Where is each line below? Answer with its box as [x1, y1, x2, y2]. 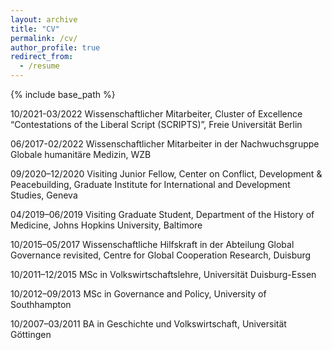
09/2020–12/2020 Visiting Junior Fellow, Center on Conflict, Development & [10, 168, 323, 180]
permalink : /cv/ [10, 33, 78, 43]
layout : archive [10, 14, 78, 25]
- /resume [19, 61, 60, 71]
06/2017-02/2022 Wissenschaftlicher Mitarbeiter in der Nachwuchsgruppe [10, 138, 320, 150]
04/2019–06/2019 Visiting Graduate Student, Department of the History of [10, 209, 315, 220]
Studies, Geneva [10, 189, 78, 201]
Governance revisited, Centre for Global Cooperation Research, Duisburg [10, 249, 312, 261]
